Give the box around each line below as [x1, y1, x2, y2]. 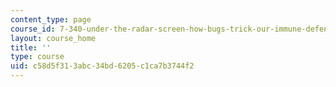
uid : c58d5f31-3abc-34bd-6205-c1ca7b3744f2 [10, 61, 195, 71]
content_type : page [10, 14, 92, 25]
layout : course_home [10, 33, 97, 43]
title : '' [10, 42, 52, 53]
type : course [10, 52, 65, 62]
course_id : [10, 24, 56, 34]
